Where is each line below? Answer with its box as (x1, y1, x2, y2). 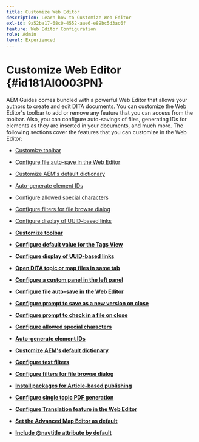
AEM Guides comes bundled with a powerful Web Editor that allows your (6, 96, 188, 103)
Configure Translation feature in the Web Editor (15, 405, 138, 413)
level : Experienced (6, 37, 56, 43)
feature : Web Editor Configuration (6, 25, 96, 32)
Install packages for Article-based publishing (15, 382, 132, 389)
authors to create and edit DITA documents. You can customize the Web (6, 103, 187, 110)
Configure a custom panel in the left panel (15, 276, 123, 283)
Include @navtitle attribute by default (15, 429, 112, 436)
